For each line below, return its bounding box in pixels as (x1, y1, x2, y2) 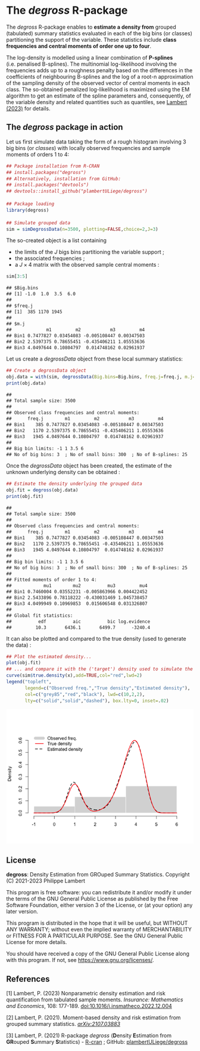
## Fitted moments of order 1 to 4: (6, 576, 97, 583)
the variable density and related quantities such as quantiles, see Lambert (6, 98, 187, 105)
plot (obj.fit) (6, 660, 42, 666)
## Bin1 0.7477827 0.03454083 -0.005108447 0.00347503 (6, 333, 145, 339)
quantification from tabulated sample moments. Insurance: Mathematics (6, 996, 183, 1003)
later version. (6, 908, 39, 915)
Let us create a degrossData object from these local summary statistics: (6, 355, 183, 362)
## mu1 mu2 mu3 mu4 (6, 582, 148, 589)
